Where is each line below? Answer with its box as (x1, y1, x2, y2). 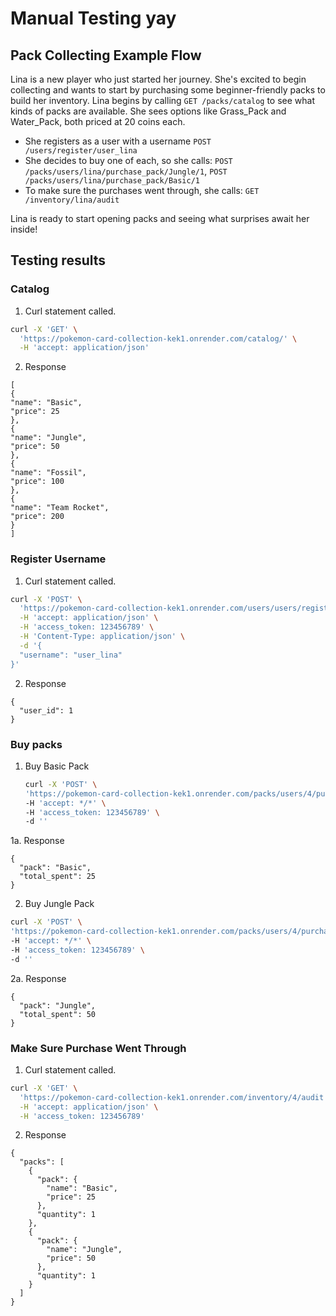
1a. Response (10, 835, 65, 847)
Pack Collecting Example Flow (10, 47, 202, 64)
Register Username (10, 552, 107, 566)
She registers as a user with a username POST (24, 135, 212, 147)
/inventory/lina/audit (24, 195, 120, 205)
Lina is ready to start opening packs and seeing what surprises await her (10, 213, 310, 224)
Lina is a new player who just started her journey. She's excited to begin (10, 73, 307, 85)
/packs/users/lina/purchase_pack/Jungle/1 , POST (24, 165, 228, 177)
